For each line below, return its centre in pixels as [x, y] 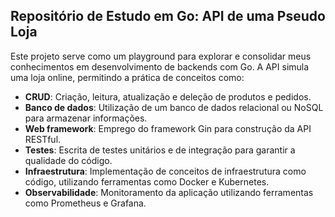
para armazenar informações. [86, 118]
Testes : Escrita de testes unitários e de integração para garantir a [160, 150]
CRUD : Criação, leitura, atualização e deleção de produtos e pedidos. [168, 96]
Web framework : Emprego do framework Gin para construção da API [168, 128]
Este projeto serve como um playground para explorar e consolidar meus [161, 56]
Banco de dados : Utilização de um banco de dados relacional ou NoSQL [174, 107]
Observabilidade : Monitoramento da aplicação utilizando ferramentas [169, 192]
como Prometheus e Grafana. [85, 203]
